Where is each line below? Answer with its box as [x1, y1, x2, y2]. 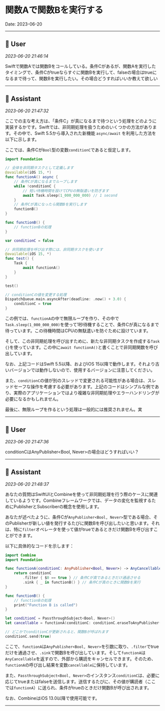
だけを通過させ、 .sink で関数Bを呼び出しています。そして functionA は [5, 649, 146, 655]
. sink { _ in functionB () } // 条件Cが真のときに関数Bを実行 [23, 580, 141, 585]
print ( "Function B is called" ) [14, 602, 78, 608]
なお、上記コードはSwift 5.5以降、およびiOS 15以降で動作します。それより [5, 361, 156, 367]
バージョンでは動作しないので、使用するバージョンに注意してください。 [9, 367, 156, 373]
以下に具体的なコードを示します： [5, 543, 74, 549]
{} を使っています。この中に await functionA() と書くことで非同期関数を [5, 344, 150, 350]
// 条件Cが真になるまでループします [14, 179, 78, 185]
